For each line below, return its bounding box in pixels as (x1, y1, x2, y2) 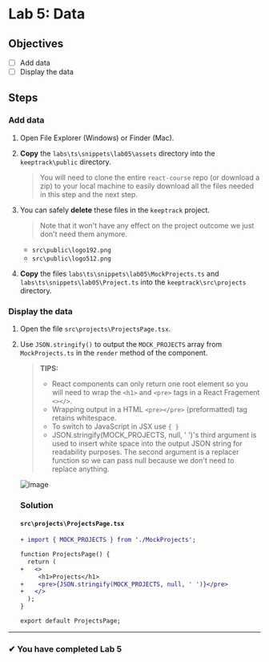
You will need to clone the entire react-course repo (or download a (39, 172, 260, 182)
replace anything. (51, 464, 110, 474)
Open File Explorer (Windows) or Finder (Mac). (19, 133, 175, 143)
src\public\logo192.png (31, 246, 112, 254)
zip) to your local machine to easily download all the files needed (39, 181, 255, 191)
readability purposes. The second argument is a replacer (51, 447, 239, 457)
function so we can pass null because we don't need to (51, 456, 235, 466)
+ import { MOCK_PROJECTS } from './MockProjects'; (19, 536, 196, 544)
